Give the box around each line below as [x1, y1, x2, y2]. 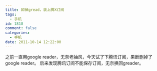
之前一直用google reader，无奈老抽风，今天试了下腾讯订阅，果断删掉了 [5, 54, 152, 60]
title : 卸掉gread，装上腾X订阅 [5, 7, 64, 12]
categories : [5, 30, 30, 35]
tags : [5, 12, 16, 17]
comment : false [5, 26, 37, 31]
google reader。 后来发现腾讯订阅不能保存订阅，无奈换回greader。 [5, 60, 144, 66]
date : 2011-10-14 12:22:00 [5, 40, 61, 45]
